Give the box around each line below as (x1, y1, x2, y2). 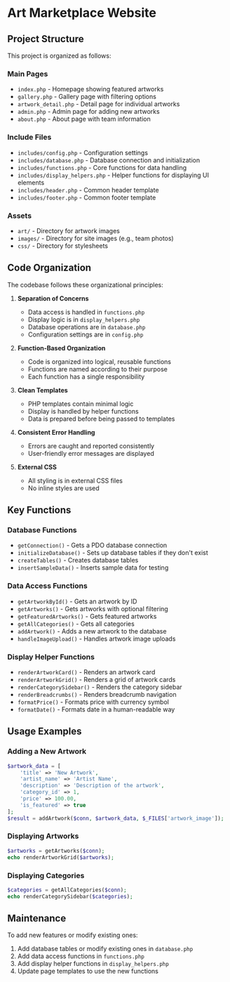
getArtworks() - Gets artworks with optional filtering (17, 604, 168, 613)
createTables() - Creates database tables (17, 556, 139, 565)
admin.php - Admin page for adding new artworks (17, 107, 160, 116)
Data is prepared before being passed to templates (27, 414, 175, 423)
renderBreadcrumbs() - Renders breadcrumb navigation (17, 690, 177, 698)
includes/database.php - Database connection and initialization (17, 156, 201, 164)
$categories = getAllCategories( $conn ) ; (7, 886, 128, 893)
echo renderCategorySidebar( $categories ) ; (7, 893, 133, 900)
